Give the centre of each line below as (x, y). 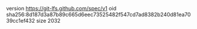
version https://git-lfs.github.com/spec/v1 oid (61, 8)
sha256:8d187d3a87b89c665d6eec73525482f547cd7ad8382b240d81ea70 (99, 14)
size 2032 (49, 21)
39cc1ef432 (21, 21)
